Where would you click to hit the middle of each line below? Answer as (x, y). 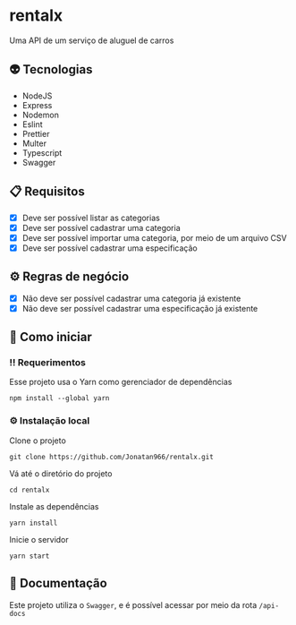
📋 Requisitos (47, 192)
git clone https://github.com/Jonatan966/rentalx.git (112, 457)
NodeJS (37, 96)
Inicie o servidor (39, 539)
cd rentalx (30, 490)
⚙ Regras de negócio (69, 277)
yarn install (34, 523)
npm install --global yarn (59, 398)
